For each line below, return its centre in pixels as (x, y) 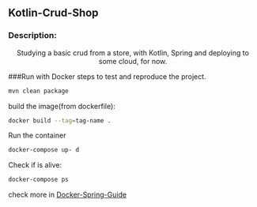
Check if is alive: (35, 165)
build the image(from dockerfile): (62, 106)
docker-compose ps (38, 180)
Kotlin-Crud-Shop (53, 13)
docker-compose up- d (44, 150)
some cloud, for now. (133, 61)
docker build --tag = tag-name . (60, 120)
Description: (32, 36)
